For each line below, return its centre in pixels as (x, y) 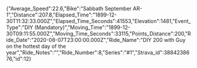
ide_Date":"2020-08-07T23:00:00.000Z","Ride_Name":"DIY (79, 40)
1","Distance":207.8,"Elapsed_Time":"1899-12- (61, 15)
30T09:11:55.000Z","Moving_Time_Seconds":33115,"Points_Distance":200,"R (99, 34)
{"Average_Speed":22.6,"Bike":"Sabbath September (69, 9)
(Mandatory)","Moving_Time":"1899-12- (83, 27)
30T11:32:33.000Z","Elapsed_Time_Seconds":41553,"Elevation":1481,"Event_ (98, 21)
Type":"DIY (20, 27)
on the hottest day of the (36, 46)
